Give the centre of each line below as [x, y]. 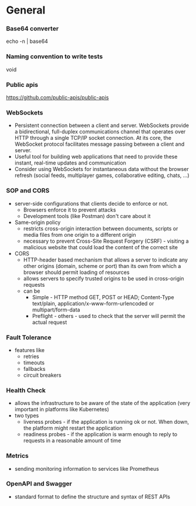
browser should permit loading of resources [77, 272]
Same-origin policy [38, 222]
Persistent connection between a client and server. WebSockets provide [102, 125]
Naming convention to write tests [55, 56]
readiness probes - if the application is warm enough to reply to [100, 434]
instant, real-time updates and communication [70, 163]
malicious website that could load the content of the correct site [100, 247]
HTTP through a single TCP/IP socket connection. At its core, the [93, 138]
